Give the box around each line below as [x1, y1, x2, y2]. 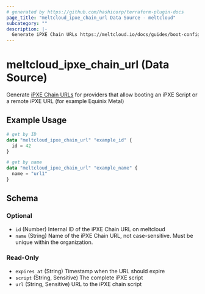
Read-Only [6, 254, 40, 262]
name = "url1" [12, 171, 48, 177]
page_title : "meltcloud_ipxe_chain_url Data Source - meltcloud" [6, 15, 176, 21]
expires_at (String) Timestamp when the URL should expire [15, 267, 165, 274]
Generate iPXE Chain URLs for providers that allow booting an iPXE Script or [6, 91, 198, 98]
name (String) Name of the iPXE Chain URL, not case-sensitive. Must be [15, 232, 193, 239]
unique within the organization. [15, 238, 93, 246]
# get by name [6, 159, 43, 165]
